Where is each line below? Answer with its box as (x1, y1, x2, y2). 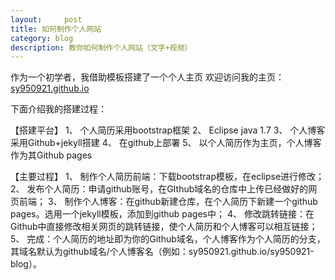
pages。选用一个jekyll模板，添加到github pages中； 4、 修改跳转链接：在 (10, 208, 315, 220)
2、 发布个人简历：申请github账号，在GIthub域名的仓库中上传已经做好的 (10, 183, 309, 195)
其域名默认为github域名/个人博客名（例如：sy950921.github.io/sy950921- (10, 246, 315, 258)
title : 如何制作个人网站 (10, 24, 102, 34)
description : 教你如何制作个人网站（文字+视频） (10, 42, 193, 53)
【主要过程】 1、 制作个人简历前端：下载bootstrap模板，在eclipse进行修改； (10, 171, 325, 183)
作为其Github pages (10, 149, 93, 161)
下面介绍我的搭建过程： (10, 103, 107, 115)
